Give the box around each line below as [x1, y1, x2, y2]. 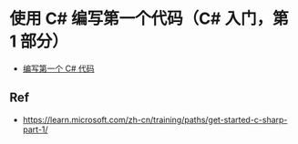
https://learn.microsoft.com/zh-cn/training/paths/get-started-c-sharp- [22, 114, 288, 125]
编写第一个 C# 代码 [22, 63, 95, 74]
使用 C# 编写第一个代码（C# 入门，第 [9, 8, 289, 29]
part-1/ [22, 124, 48, 135]
